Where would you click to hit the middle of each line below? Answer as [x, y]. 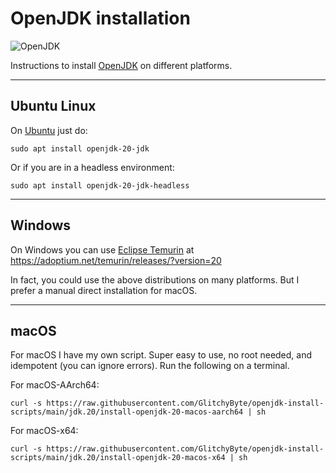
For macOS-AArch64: [55, 385]
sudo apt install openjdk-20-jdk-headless [100, 185]
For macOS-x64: [44, 431]
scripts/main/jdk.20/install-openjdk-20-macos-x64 [118, 458]
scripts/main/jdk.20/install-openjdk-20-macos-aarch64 [127, 412]
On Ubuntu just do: [49, 130]
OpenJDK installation [100, 18]
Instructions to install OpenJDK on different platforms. [121, 65]
